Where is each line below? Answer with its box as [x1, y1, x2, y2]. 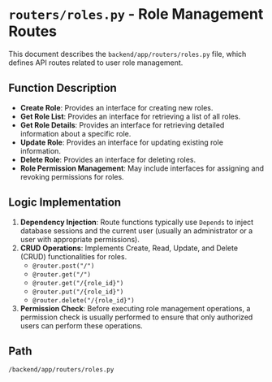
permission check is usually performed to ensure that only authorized [19, 312, 253, 322]
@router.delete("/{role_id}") [32, 296, 136, 305]
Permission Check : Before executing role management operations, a [19, 303, 251, 313]
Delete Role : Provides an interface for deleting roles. [19, 154, 196, 164]
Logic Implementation [8, 196, 122, 210]
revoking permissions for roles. [19, 171, 124, 181]
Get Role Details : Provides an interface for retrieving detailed [19, 119, 225, 130]
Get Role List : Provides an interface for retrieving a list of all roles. [19, 111, 241, 121]
